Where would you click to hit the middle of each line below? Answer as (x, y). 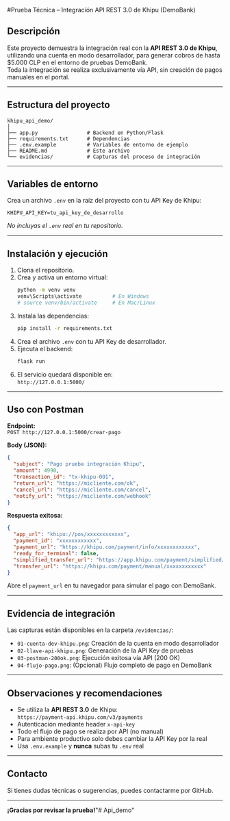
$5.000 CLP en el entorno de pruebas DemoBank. (78, 62)
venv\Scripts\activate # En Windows (83, 296)
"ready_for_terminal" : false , (56, 553)
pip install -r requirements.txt (65, 328)
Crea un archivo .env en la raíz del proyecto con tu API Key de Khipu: (104, 201)
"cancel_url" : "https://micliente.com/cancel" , (82, 490)
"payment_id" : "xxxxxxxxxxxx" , (58, 541)
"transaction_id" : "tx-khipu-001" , (64, 477)
